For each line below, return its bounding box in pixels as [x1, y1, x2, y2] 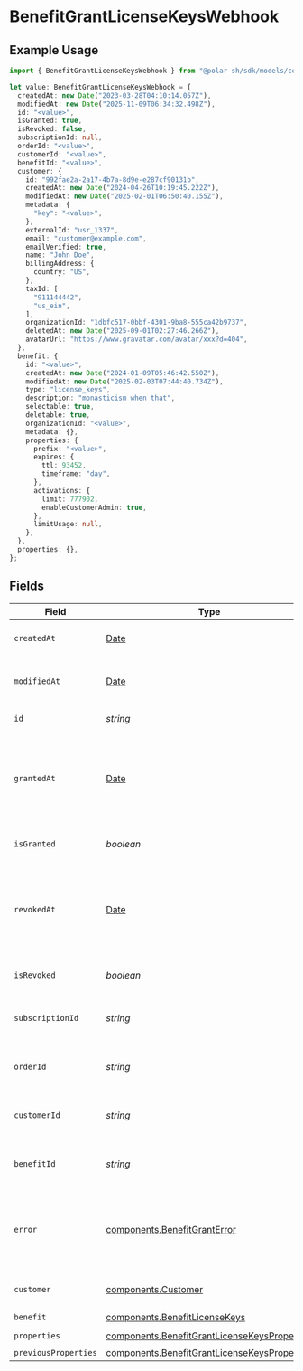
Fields [9, 579, 45, 594]
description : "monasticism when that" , [25, 393, 176, 403]
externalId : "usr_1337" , [25, 225, 119, 234]
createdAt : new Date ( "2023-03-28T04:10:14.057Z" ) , [17, 90, 212, 100]
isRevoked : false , [17, 125, 87, 134]
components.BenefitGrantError [106, 1223, 237, 1235]
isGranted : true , [17, 116, 83, 126]
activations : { [32, 486, 91, 495]
